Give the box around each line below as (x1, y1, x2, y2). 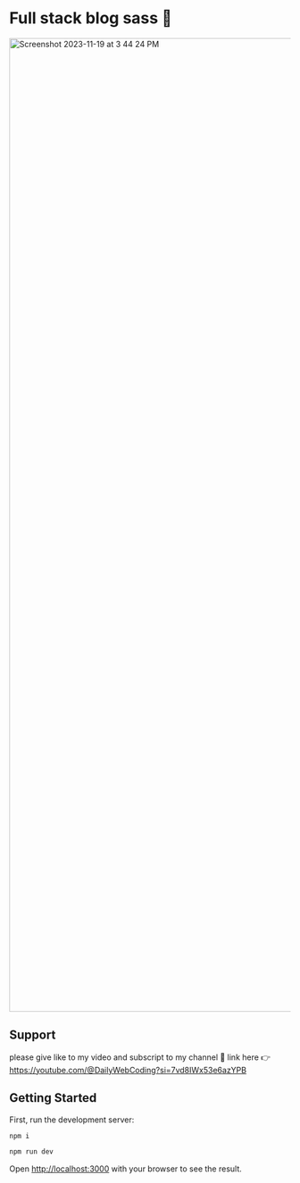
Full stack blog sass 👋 (9, 8, 172, 29)
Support (9, 1028, 56, 1043)
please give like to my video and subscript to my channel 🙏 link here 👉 (9, 1052, 271, 1063)
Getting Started (9, 1090, 97, 1105)
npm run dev (9, 1147, 54, 1156)
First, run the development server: (9, 1114, 135, 1125)
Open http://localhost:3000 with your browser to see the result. (9, 1163, 243, 1174)
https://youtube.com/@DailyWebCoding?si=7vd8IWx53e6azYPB (9, 1064, 247, 1075)
